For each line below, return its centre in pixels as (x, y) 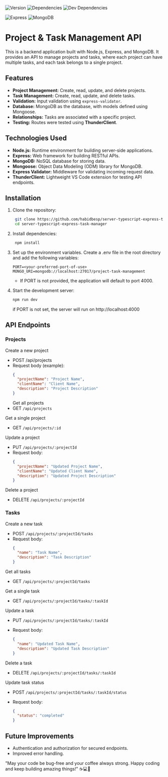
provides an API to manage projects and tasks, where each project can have (84, 57)
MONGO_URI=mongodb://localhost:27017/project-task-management (79, 271)
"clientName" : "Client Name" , (49, 384)
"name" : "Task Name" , (40, 553)
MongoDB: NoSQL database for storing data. (59, 161)
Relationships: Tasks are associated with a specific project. (74, 117)
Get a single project (26, 418)
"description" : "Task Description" (54, 557)
